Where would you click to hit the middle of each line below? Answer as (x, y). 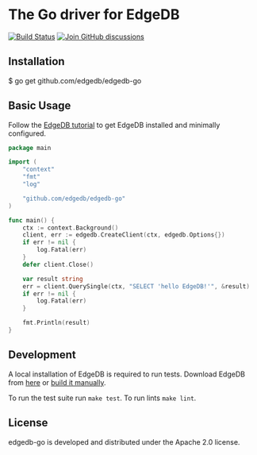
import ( (23, 162)
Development (42, 355)
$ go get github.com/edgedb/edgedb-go (75, 80)
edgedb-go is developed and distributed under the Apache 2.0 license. (124, 442)
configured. (27, 133)
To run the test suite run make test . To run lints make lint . (102, 398)
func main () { (32, 220)
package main (30, 148)
